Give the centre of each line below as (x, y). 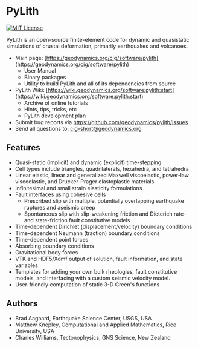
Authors (22, 304)
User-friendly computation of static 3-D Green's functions (87, 284)
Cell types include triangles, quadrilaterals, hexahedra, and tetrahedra (102, 168)
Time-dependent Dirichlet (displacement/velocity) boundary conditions (104, 226)
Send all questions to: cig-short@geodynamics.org (78, 128)
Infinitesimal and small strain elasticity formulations (78, 188)
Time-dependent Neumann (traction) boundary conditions (87, 233)
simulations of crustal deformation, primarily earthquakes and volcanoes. (97, 46)
